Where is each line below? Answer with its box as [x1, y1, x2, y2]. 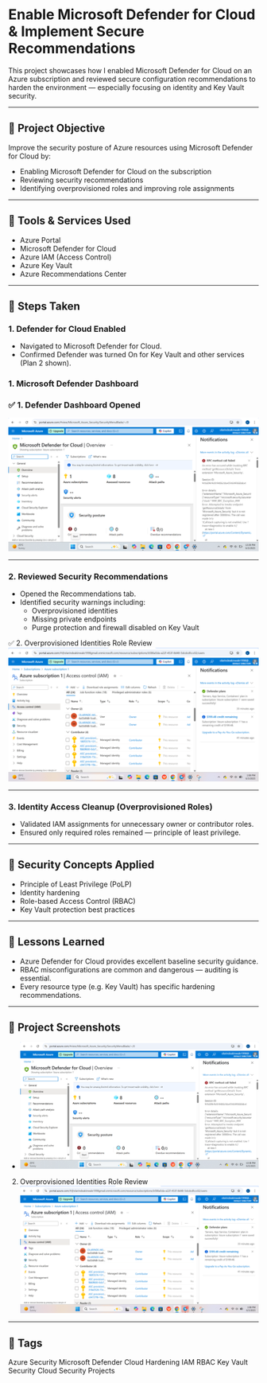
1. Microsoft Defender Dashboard [8, 378, 139, 389]
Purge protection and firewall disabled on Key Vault [31, 623, 200, 633]
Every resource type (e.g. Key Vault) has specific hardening [19, 981, 215, 991]
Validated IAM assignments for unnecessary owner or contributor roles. [19, 820, 254, 829]
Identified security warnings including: [19, 598, 145, 607]
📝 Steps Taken [8, 299, 81, 313]
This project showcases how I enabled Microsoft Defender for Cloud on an [8, 65, 253, 75]
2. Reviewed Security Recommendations [8, 571, 168, 582]
